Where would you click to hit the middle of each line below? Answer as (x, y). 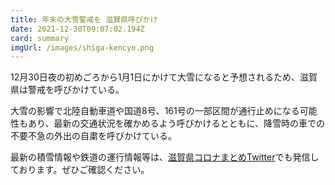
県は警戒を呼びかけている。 (67, 90)
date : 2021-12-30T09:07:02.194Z (77, 29)
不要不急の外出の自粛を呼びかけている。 (93, 136)
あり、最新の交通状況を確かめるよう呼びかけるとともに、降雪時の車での (176, 123)
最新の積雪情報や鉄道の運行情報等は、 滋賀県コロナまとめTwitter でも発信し (165, 157)
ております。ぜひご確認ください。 (80, 170)
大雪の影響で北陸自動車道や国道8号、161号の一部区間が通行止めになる (155, 111)
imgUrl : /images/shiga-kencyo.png (82, 47)
